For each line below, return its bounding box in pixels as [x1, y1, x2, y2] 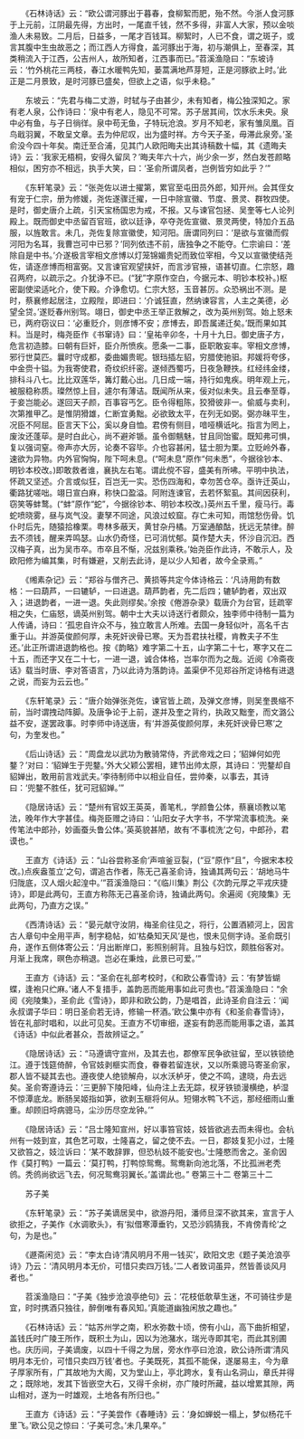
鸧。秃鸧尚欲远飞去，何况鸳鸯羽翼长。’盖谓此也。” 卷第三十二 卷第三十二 [9, 1169, 273, 1179]
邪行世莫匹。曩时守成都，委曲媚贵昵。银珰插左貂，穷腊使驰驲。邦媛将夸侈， [9, 352, 295, 362]
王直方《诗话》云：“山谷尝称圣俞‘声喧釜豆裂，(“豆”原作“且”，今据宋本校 [24, 855, 294, 866]
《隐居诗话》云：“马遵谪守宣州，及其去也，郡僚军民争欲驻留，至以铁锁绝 [24, 1048, 295, 1058]
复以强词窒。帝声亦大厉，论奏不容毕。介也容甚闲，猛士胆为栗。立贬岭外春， [9, 442, 295, 452]
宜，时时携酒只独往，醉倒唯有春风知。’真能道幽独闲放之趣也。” [9, 1302, 237, 1313]
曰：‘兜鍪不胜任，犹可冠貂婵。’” [9, 782, 125, 793]
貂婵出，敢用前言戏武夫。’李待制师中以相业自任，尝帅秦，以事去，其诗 [9, 772, 270, 781]
